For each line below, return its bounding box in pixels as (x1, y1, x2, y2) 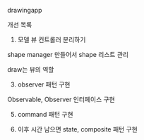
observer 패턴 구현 (17, 80, 71, 89)
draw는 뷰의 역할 (7, 65, 54, 73)
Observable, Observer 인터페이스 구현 (7, 95, 115, 103)
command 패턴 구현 (17, 110, 73, 118)
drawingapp (7, 6, 42, 14)
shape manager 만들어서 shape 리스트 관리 (7, 51, 129, 58)
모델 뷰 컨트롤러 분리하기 (17, 35, 86, 44)
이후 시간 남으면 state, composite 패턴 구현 (17, 125, 138, 133)
